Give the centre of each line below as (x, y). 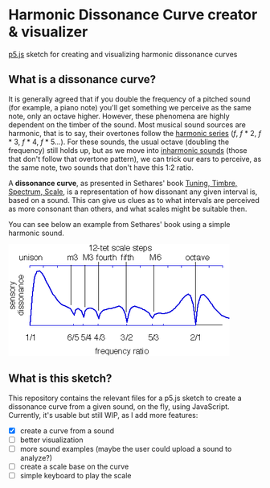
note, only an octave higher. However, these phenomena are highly (119, 116)
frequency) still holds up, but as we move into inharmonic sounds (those (128, 150)
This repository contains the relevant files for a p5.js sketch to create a (125, 398)
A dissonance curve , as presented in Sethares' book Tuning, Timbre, (123, 183)
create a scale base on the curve (74, 466)
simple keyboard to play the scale (76, 475)
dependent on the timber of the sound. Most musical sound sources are (127, 124)
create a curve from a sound (67, 430)
